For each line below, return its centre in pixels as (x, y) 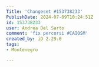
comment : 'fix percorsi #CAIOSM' (47, 33)
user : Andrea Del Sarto (35, 28)
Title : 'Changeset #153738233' (44, 11)
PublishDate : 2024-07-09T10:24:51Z (50, 17)
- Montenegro (22, 50)
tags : (13, 45)
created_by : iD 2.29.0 (34, 39)
